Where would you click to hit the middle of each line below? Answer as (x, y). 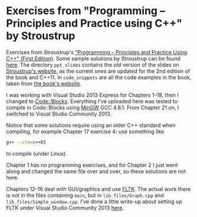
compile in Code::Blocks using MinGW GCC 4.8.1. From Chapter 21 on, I (93, 107)
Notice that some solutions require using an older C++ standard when (91, 125)
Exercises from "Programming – (86, 11)
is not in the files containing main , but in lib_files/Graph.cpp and (85, 195)
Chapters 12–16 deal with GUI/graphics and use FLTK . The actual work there (98, 189)
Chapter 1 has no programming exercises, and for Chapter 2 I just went (92, 165)
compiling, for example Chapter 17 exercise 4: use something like (85, 131)
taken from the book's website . (44, 83)
